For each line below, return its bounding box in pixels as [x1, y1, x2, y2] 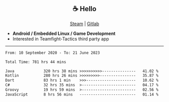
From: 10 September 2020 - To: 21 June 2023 [5, 50, 100, 55]
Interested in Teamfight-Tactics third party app [12, 35, 109, 42]
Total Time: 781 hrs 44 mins [5, 59, 66, 65]
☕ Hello [72, 5, 97, 13]
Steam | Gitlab [69, 20, 100, 27]
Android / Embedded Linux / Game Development [12, 30, 116, 36]
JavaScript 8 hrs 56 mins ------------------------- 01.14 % [5, 92, 158, 97]
